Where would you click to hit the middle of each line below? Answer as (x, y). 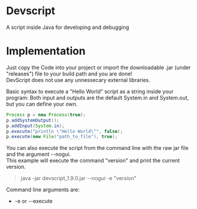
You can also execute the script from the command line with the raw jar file (97, 148)
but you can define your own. (42, 104)
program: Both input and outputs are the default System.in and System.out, (98, 97)
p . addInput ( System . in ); (35, 126)
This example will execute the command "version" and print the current (93, 161)
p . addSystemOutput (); (33, 120)
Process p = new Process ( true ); (46, 115)
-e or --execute (34, 201)
